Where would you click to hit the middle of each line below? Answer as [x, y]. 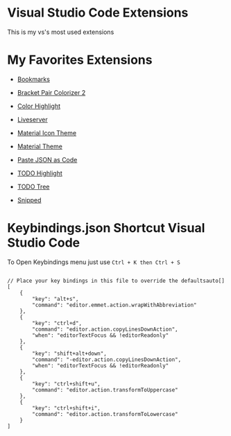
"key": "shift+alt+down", [70, 354]
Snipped [29, 200]
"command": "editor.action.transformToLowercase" [105, 414]
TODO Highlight [40, 173]
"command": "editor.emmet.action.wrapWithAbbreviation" [114, 305]
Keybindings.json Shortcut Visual [106, 228]
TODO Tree [33, 186]
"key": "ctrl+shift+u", [66, 384]
